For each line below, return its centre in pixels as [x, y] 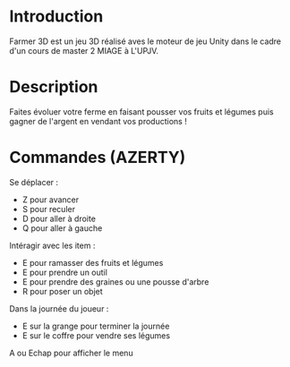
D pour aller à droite [59, 218]
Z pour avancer [51, 200]
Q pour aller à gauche [62, 228]
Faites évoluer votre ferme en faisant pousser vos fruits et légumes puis [142, 111]
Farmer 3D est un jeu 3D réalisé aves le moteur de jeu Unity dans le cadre [145, 41]
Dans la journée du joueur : [59, 308]
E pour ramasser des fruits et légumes [93, 262]
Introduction [56, 17]
